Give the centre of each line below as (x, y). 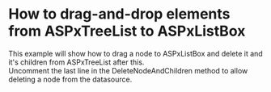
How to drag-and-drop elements (119, 14)
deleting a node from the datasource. (70, 79)
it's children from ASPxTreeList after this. (76, 62)
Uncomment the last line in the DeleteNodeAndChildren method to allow (128, 70)
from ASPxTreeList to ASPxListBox (127, 31)
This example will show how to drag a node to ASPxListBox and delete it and (135, 53)
